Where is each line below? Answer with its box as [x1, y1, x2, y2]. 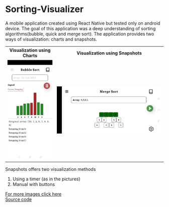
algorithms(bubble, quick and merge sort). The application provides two [5, 31, 154, 37]
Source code [5, 196, 32, 202]
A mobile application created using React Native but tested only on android [5, 20, 160, 26]
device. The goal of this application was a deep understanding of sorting [5, 25, 156, 31]
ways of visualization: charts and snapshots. [5, 36, 97, 42]
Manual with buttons [12, 181, 55, 187]
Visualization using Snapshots [76, 50, 142, 56]
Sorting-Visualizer [5, 4, 84, 15]
